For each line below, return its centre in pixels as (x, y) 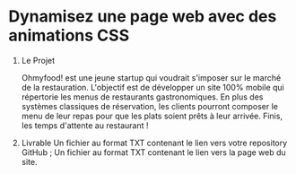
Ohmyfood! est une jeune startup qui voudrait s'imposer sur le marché (151, 77)
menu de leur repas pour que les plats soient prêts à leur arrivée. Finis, (152, 116)
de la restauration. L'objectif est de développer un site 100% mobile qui (152, 87)
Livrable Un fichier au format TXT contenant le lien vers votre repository (154, 143)
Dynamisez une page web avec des (143, 17)
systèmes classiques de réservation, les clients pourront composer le (150, 106)
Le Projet (38, 60)
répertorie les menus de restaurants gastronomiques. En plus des (142, 97)
